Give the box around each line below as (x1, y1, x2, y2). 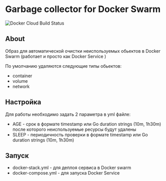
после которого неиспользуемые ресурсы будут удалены (12, 126, 136, 132)
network (12, 83, 30, 89)
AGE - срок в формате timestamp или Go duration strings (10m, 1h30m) (12, 121, 161, 127)
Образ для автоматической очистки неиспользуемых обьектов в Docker (5, 48, 161, 54)
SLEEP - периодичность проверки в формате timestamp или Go (12, 131, 148, 137)
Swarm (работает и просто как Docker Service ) (5, 53, 106, 59)
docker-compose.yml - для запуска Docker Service (12, 170, 120, 176)
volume (12, 78, 28, 84)
